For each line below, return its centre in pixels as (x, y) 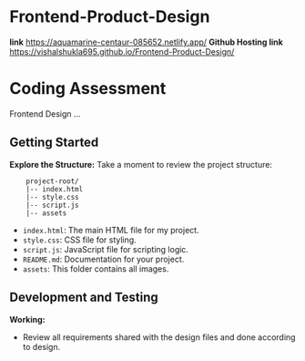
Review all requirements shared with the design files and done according (159, 337)
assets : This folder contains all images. (96, 268)
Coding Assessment (88, 89)
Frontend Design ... (45, 113)
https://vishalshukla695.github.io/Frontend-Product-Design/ (122, 51)
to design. (41, 346)
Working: (27, 319)
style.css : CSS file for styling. (79, 240)
